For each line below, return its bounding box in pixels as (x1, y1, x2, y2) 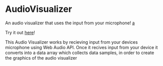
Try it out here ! (5, 29, 36, 35)
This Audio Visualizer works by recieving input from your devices (5, 39, 138, 45)
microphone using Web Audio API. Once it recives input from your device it (5, 44, 158, 50)
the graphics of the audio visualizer (5, 55, 77, 61)
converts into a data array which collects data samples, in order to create (5, 50, 155, 56)
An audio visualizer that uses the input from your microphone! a (5, 20, 135, 26)
